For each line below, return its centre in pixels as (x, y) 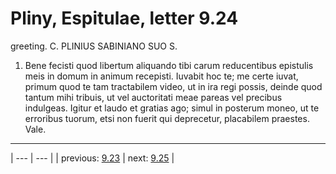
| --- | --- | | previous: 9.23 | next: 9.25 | (92, 158)
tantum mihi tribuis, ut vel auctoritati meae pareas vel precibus (153, 97)
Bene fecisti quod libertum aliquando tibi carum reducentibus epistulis (169, 65)
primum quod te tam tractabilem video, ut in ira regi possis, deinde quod (173, 86)
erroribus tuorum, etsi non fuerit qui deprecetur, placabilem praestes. (167, 118)
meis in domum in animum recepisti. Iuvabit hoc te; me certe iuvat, (161, 76)
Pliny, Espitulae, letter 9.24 (124, 18)
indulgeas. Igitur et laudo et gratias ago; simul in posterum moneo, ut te (172, 108)
